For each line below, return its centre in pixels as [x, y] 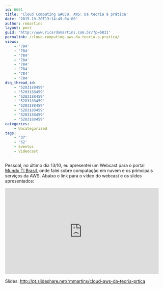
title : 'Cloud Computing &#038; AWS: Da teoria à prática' [67, 14]
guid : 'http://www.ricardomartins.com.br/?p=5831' [58, 32]
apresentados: [20, 181]
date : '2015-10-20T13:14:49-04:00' [41, 19]
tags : [11, 133]
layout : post [18, 28]
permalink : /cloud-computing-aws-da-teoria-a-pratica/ [62, 37]
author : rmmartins [24, 23]
